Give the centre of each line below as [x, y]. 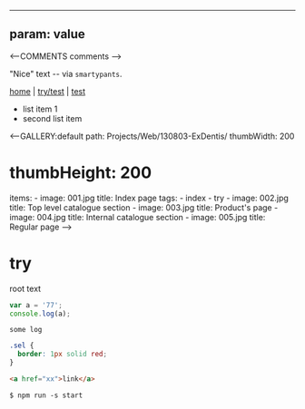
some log [26, 330]
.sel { [22, 346]
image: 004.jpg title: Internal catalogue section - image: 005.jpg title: [138, 217]
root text [25, 288]
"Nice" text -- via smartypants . [66, 73]
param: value [48, 34]
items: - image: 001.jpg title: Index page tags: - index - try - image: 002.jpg [149, 198]
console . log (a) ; [40, 314]
